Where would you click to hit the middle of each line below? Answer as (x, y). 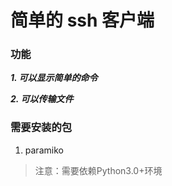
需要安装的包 (41, 128)
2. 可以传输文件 (42, 99)
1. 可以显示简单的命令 (54, 78)
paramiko (44, 150)
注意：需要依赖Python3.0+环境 (98, 170)
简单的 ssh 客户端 (82, 20)
